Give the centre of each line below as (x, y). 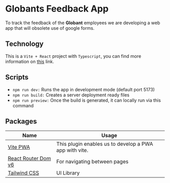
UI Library (68, 173)
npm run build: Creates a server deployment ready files (71, 95)
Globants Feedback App (57, 9)
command (23, 105)
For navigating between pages (93, 162)
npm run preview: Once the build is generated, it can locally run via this (87, 100)
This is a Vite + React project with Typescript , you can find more (73, 56)
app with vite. (72, 150)
